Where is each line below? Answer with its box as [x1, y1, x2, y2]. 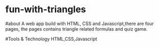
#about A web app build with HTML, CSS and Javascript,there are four [5, 20, 154, 27]
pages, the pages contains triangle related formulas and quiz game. [5, 26, 148, 32]
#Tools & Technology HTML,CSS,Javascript [5, 36, 97, 42]
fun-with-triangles [5, 4, 86, 15]
